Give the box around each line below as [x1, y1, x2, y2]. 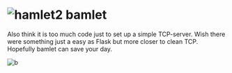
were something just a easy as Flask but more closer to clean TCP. [7, 37, 199, 45]
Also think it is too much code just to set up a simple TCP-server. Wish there [7, 30, 226, 38]
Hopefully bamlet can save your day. [7, 44, 113, 53]
